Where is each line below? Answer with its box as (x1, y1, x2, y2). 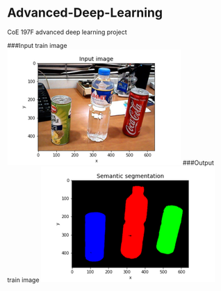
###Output (182, 158, 214, 167)
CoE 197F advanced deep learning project (7, 28, 127, 36)
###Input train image (7, 41, 67, 49)
